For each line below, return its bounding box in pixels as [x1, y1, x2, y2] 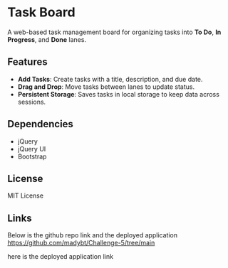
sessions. [17, 97, 46, 106]
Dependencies [7, 118, 73, 130]
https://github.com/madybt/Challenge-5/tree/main [7, 239, 155, 247]
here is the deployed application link [7, 252, 114, 261]
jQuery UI [17, 144, 46, 153]
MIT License [7, 191, 44, 200]
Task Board [7, 4, 76, 21]
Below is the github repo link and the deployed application [7, 231, 178, 240]
